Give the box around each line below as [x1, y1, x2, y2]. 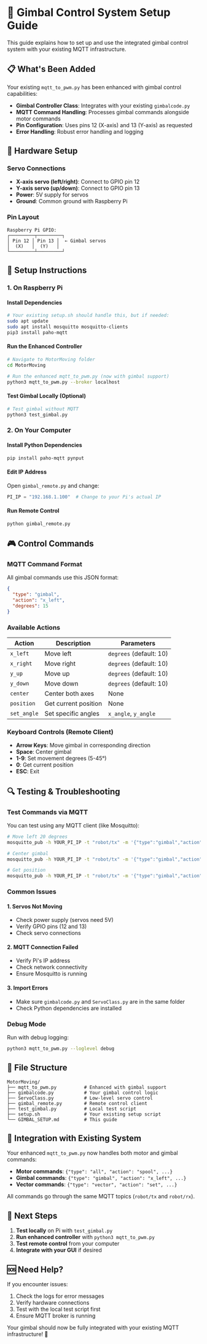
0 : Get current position [15, 761, 74, 768]
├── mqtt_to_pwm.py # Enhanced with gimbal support [7, 1084, 167, 1090]
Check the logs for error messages [15, 1292, 104, 1300]
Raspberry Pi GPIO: [7, 227, 57, 233]
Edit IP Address [7, 468, 47, 475]
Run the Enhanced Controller [7, 343, 82, 350]
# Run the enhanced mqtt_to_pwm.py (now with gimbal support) [7, 373, 170, 380]
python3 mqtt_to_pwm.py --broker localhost [7, 379, 120, 385]
